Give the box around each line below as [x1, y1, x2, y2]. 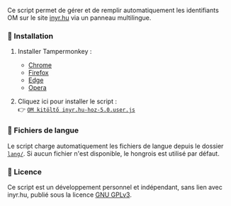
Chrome [28, 61, 52, 69]
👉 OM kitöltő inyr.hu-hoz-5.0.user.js [17, 105, 136, 114]
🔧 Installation [7, 31, 54, 41]
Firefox [28, 69, 49, 77]
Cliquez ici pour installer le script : [17, 97, 117, 105]
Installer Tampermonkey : [17, 47, 92, 56]
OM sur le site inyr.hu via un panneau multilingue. [7, 13, 152, 22]
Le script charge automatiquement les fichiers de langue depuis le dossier [7, 142, 224, 150]
